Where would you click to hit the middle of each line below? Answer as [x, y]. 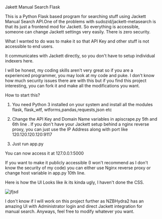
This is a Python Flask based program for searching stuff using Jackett [75, 16]
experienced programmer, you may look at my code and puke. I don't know [80, 75]
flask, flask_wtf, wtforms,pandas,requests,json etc [62, 109]
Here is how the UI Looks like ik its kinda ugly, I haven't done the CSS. [74, 182]
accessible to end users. [29, 46]
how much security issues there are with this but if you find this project [76, 80]
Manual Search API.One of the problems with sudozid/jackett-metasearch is [81, 22]
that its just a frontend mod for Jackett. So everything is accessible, [72, 27]
